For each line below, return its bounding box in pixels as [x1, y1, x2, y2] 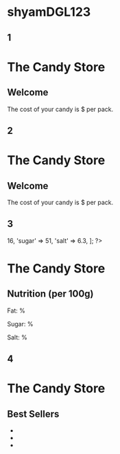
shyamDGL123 [7, 4, 91, 20]
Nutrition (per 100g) [7, 288, 94, 300]
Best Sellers [7, 408, 60, 420]
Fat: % [7, 306, 26, 315]
